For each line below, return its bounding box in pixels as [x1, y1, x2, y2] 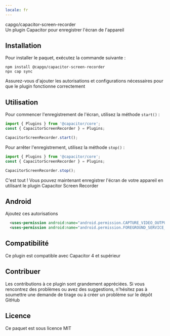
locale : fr [5, 7, 28, 13]
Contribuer [5, 267, 40, 276]
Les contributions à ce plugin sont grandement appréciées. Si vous [5, 281, 145, 287]
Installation [5, 42, 41, 50]
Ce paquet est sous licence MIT [5, 325, 72, 331]
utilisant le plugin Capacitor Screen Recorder [5, 182, 99, 189]
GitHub [5, 297, 20, 303]
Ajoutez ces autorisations [5, 211, 58, 217]
